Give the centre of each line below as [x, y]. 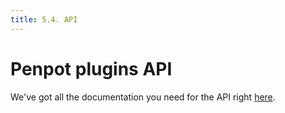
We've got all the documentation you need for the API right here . [143, 97]
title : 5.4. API [44, 19]
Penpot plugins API [91, 68]
